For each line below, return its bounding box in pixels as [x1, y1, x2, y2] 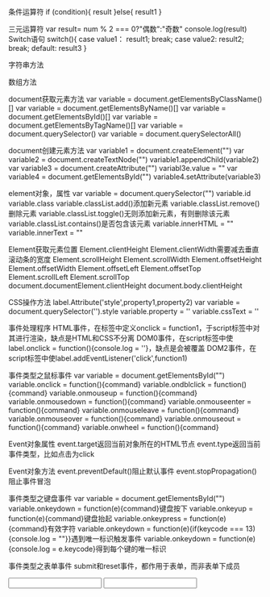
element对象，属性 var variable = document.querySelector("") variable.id [8, 189, 251, 198]
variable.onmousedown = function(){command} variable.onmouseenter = [8, 397, 252, 406]
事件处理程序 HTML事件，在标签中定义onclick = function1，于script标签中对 [8, 324, 260, 332]
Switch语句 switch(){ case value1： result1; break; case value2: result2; [8, 35, 244, 44]
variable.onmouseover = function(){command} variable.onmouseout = [8, 414, 242, 424]
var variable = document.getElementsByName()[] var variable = [15, 103, 226, 113]
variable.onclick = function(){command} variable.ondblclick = [8, 380, 213, 389]
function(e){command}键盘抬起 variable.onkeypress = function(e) [8, 514, 227, 523]
